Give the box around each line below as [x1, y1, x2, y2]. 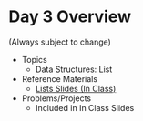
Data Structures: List [35, 64, 113, 75]
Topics [21, 54, 47, 65]
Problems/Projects [21, 93, 92, 104]
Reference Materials [21, 73, 97, 84]
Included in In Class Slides [35, 102, 135, 113]
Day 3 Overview [8, 6, 132, 27]
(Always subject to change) [8, 36, 111, 47]
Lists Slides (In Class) [35, 83, 117, 94]
